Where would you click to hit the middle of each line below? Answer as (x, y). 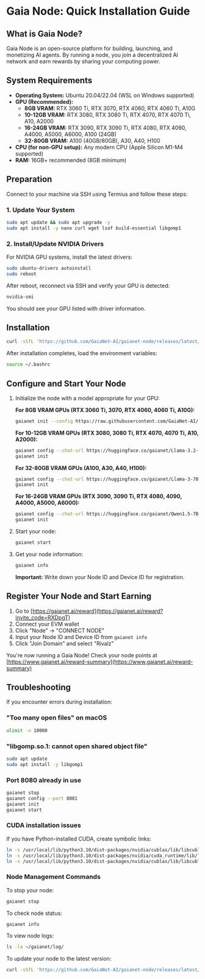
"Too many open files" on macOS (57, 718)
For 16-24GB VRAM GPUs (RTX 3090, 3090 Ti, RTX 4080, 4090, (98, 496)
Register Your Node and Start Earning (79, 596)
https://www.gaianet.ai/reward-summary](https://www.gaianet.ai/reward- (101, 662)
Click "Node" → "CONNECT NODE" (60, 630)
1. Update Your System (41, 210)
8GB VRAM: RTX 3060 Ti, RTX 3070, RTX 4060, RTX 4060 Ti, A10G (110, 108)
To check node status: (34, 913)
